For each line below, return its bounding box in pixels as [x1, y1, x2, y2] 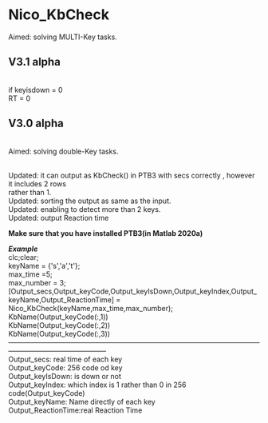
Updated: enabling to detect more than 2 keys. [8, 204, 161, 213]
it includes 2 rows [8, 178, 66, 189]
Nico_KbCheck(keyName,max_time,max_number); [8, 303, 174, 313]
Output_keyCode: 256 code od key [8, 362, 123, 373]
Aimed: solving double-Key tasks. [8, 146, 119, 156]
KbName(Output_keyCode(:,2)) [8, 320, 111, 329]
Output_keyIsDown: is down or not [8, 371, 122, 381]
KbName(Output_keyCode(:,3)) [8, 329, 110, 338]
